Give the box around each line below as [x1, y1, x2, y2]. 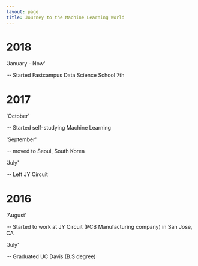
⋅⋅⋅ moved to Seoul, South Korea [6, 148, 85, 155]
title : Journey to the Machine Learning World [6, 14, 125, 20]
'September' [6, 136, 37, 143]
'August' [6, 211, 27, 219]
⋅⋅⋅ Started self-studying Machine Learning [6, 124, 112, 131]
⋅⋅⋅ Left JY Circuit [6, 171, 48, 178]
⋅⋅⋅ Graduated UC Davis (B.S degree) [6, 253, 96, 260]
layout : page [6, 8, 39, 15]
